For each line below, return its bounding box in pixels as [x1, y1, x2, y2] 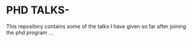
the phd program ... [6, 29, 53, 36]
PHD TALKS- [6, 3, 70, 17]
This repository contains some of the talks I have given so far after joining [6, 23, 186, 30]
